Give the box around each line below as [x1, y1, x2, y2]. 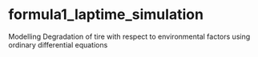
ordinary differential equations [8, 40, 108, 49]
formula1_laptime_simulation [8, 6, 204, 24]
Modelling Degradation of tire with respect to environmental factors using [8, 32, 251, 41]
